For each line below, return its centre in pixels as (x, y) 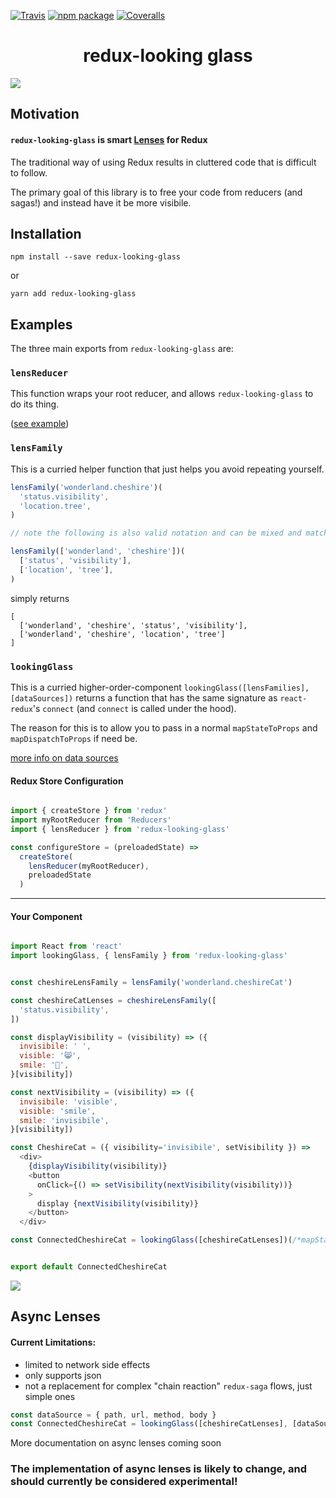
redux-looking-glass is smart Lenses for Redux (109, 139)
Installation (46, 233)
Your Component (46, 916)
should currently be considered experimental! (124, 1482)
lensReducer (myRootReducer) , (89, 866)
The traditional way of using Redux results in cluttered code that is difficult (163, 162)
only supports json (63, 1375)
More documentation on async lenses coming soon (116, 1443)
